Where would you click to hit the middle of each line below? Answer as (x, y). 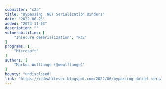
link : (11, 79)
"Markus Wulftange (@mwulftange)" (49, 65)
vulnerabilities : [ (25, 33)
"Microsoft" (26, 51)
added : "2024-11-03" (26, 23)
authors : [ (16, 60)
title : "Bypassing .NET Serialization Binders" (55, 14)
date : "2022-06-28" (25, 19)
